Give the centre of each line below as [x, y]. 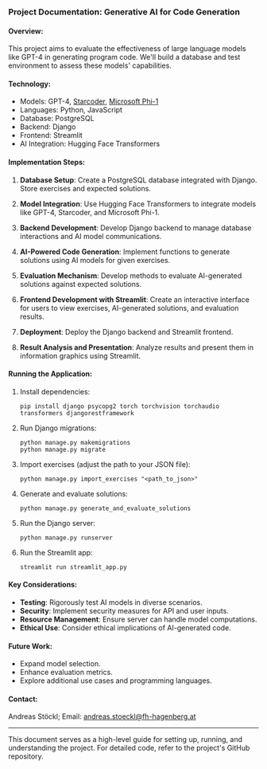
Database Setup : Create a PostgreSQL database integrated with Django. [138, 180]
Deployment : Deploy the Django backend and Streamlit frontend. [126, 332]
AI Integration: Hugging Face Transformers [90, 144]
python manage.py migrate [62, 449]
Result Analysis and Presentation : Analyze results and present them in [137, 347]
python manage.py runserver [66, 538]
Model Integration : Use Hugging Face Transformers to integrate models [138, 204]
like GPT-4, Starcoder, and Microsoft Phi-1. [90, 212]
